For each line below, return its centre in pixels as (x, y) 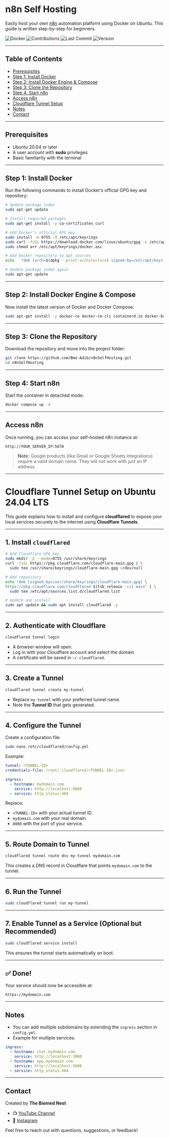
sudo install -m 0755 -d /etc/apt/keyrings (52, 237)
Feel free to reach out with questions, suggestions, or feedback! (72, 1130)
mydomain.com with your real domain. (50, 818)
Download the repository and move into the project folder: (65, 349)
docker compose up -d (28, 404)
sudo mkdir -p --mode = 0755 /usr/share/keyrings (56, 559)
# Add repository (23, 577)
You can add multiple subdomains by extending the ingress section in (85, 1027)
